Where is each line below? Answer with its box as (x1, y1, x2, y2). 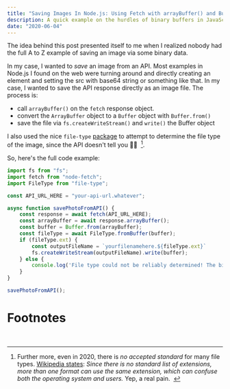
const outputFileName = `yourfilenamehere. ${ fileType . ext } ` (31, 242, 207, 250)
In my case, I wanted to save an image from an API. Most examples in (7, 62, 203, 71)
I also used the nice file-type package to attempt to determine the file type (7, 132, 221, 140)
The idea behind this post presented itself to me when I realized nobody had (7, 42, 222, 50)
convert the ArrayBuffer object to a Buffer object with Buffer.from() (16, 112, 211, 120)
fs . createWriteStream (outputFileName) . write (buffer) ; (31, 249, 188, 256)
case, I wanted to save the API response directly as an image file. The (7, 84, 204, 92)
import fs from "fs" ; (7, 167, 69, 175)
